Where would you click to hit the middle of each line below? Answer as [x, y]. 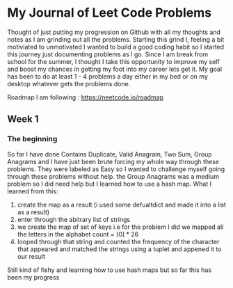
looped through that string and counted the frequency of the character [118, 241]
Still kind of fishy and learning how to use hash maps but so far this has [110, 270]
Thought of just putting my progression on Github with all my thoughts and [114, 32]
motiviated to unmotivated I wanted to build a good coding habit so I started [116, 47]
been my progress [33, 277]
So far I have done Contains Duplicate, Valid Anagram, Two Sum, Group [110, 154]
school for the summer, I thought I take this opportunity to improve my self [114, 61]
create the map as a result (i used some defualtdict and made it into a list [121, 205]
